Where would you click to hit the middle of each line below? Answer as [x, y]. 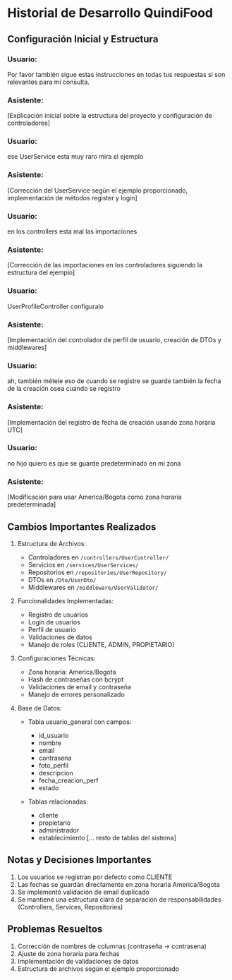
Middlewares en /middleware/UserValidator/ [93, 587]
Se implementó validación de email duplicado [83, 892]
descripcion [56, 773]
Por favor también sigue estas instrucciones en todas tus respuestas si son [116, 74]
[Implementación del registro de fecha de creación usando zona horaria [111, 422]
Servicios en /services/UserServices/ [83, 564]
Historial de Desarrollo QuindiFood [110, 13]
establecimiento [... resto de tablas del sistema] [107, 837]
